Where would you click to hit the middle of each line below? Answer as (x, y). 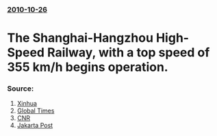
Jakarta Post (35, 126)
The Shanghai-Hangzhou (80, 38)
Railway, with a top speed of (128, 53)
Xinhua (27, 104)
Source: (21, 89)
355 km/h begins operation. (88, 67)
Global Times (36, 111)
